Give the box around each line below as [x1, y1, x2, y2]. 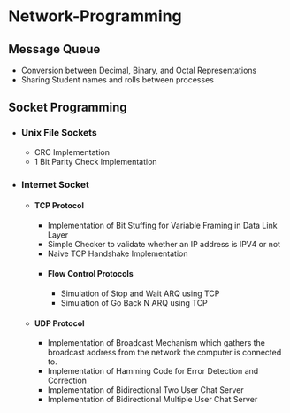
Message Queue [8, 42, 101, 57]
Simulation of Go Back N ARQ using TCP [60, 298, 209, 308]
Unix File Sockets [20, 127, 98, 139]
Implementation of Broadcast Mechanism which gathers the [47, 338, 266, 348]
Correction [47, 375, 88, 386]
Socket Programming [8, 100, 127, 115]
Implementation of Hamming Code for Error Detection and [47, 366, 259, 377]
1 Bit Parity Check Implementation [34, 156, 157, 167]
